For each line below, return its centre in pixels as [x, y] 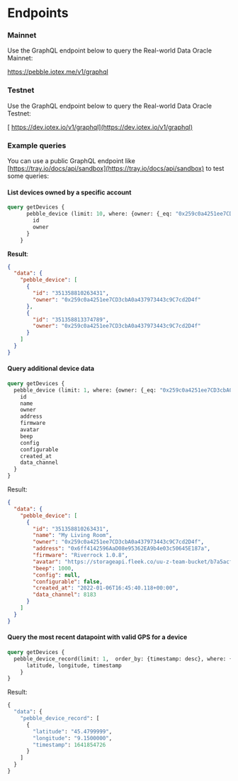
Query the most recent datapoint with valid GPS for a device [97, 637]
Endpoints [38, 13]
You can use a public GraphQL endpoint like [72, 161]
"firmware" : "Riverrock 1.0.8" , [81, 555]
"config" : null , [57, 575]
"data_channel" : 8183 [65, 595]
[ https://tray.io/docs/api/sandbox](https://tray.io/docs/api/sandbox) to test [116, 169]
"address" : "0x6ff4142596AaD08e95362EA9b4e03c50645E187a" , [122, 549]
